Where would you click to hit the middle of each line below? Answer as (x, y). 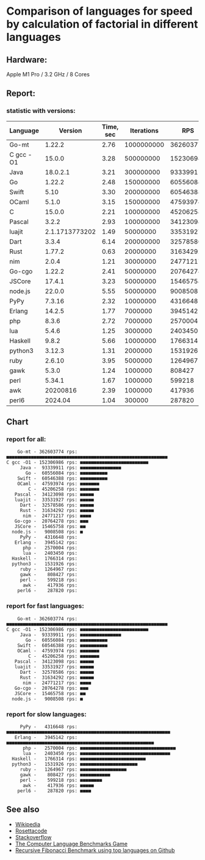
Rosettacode (31, 831)
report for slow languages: (46, 714)
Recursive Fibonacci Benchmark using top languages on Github (95, 850)
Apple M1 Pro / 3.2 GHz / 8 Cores (48, 74)
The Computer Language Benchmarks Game (71, 844)
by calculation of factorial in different (102, 24)
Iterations (144, 131)
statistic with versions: (41, 111)
